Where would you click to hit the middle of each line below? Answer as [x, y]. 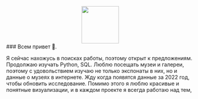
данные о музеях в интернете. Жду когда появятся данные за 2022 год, [98, 77]
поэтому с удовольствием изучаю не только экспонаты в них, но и [92, 71]
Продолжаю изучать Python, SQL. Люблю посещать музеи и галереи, [95, 64]
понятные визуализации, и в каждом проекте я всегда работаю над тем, [99, 90]
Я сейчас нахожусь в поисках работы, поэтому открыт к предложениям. [99, 58]
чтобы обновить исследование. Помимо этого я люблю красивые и [93, 83]
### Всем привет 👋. [32, 47]
